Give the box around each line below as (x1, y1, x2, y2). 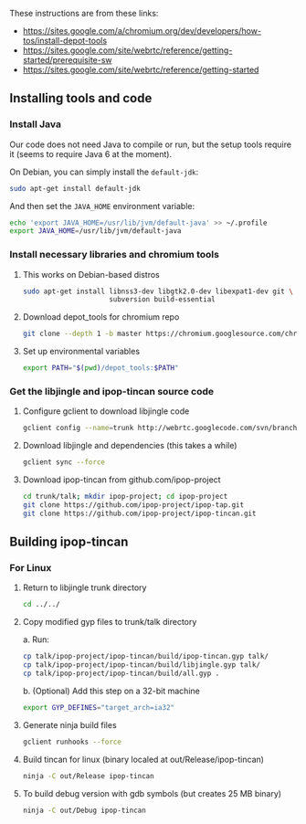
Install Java (9, 118, 62, 131)
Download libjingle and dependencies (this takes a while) (22, 440, 237, 451)
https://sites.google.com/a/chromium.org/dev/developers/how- (22, 26, 262, 36)
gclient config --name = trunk (22, 424, 134, 433)
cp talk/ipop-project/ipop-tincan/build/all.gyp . (22, 669, 220, 679)
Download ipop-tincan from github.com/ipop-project (22, 474, 221, 485)
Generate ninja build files (22, 719, 117, 730)
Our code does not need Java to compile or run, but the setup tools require (9, 139, 292, 150)
